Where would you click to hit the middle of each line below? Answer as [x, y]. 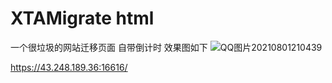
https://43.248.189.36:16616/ [69, 67]
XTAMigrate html [82, 18]
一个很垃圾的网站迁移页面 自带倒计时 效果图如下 [109, 47]
